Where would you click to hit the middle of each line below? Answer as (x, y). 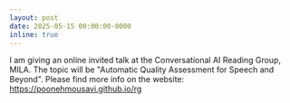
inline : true (34, 34)
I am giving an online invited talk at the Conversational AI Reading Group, (145, 61)
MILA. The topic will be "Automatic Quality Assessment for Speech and (142, 70)
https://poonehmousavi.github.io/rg (76, 89)
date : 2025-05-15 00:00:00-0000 (70, 26)
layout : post (34, 18)
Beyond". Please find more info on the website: (97, 80)
